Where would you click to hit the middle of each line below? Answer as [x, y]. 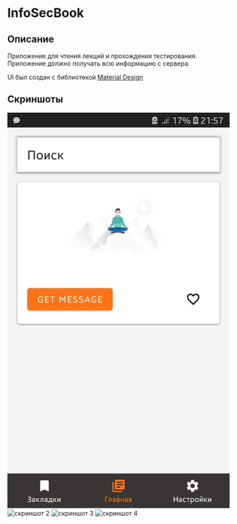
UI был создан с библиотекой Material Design [75, 77]
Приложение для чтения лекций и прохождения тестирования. [102, 56]
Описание [31, 39]
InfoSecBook [46, 13]
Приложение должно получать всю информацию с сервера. [99, 64]
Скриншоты [35, 99]
